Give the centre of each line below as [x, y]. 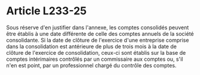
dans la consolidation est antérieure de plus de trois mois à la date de [92, 46]
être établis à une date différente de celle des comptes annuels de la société [100, 33]
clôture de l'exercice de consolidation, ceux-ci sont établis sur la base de [96, 52]
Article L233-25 [47, 11]
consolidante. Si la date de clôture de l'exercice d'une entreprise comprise [98, 40]
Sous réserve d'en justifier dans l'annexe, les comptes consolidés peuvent [98, 27]
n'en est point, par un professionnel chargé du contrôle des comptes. [91, 65]
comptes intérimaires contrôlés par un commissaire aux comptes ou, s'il [95, 59]
